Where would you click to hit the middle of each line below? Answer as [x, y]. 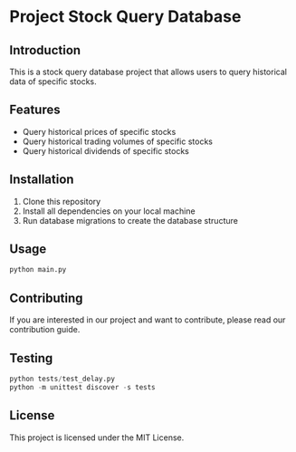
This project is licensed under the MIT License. [97, 438]
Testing [31, 358]
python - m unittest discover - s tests [82, 387]
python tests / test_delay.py [62, 379]
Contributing [46, 298]
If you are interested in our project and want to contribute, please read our [148, 320]
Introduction [45, 50]
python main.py [38, 270]
